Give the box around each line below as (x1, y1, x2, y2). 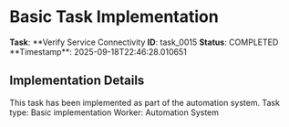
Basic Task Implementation (9, 6, 219, 27)
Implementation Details (9, 73, 145, 89)
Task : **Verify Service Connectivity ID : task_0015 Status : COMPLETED (9, 37, 279, 48)
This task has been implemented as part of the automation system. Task (9, 97, 281, 108)
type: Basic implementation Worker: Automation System (9, 107, 220, 118)
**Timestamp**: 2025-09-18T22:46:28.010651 (9, 46, 187, 57)
